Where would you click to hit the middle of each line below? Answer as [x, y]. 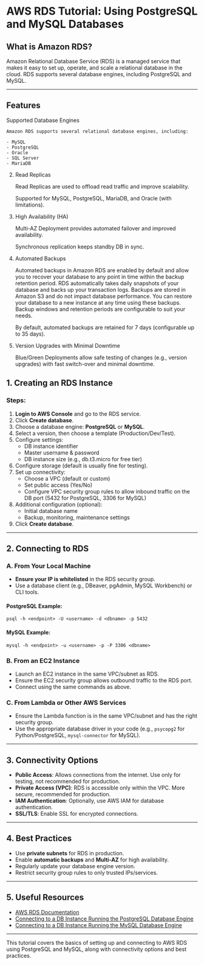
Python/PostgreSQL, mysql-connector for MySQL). [78, 735]
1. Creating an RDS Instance [60, 383]
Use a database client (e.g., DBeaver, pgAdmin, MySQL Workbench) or [104, 585]
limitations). [29, 205]
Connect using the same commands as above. [73, 687]
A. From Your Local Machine [49, 566]
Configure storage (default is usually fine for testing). [81, 465]
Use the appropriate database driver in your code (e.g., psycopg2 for [100, 729]
